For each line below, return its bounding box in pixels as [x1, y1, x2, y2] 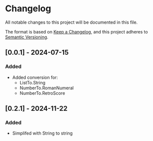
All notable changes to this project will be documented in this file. [5, 19, 138, 25]
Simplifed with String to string [12, 130, 73, 136]
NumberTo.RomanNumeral [19, 85, 74, 91]
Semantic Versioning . [5, 34, 48, 40]
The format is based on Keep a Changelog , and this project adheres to [5, 29, 148, 35]
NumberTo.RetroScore [19, 90, 65, 96]
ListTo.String [19, 79, 45, 85]
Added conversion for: [12, 74, 58, 80]
